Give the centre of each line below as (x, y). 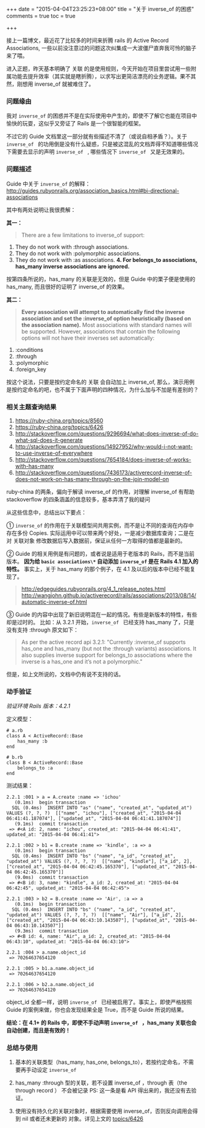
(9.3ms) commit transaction (51, 931)
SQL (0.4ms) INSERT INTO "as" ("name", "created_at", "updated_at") (102, 808)
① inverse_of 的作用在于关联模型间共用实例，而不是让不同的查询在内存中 (100, 525)
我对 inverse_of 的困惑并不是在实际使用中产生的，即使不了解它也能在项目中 (102, 116)
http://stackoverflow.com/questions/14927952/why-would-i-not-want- (104, 446)
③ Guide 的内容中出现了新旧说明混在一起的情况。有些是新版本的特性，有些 (102, 614)
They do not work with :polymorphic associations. (78, 253)
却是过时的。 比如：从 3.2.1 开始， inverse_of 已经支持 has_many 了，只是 (100, 622)
